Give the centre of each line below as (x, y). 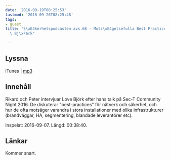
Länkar (16, 141)
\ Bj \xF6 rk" (23, 34)
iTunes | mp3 (19, 71)
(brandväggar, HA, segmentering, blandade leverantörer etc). (69, 115)
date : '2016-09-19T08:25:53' (36, 10)
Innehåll (18, 87)
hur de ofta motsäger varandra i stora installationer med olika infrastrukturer (84, 110)
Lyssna (17, 59)
